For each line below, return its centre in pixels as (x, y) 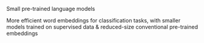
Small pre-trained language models (51, 9)
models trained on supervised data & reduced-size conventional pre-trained (102, 27)
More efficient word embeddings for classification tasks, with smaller (93, 20)
